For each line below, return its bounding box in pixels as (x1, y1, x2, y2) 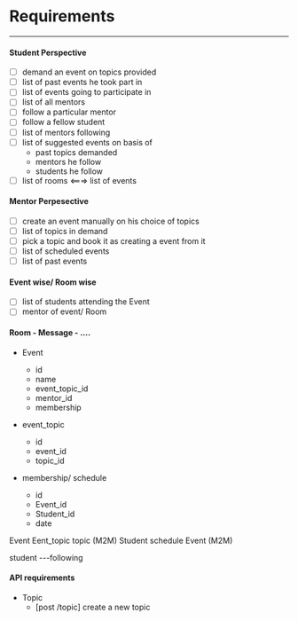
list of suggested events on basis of (21, 137, 153, 147)
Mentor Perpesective (9, 196, 89, 207)
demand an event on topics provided (21, 67, 157, 77)
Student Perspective (9, 47, 87, 58)
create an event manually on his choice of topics (21, 216, 200, 226)
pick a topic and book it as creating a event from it (21, 236, 206, 247)
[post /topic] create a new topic (35, 601, 151, 612)
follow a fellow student (21, 117, 106, 128)
